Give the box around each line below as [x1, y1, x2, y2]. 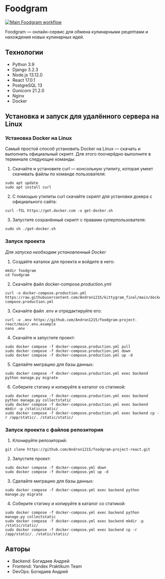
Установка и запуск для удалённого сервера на [5, 112, 160, 121]
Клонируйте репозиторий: [12, 438, 67, 444]
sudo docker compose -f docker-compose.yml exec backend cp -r [5, 527, 137, 532]
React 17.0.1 [12, 77, 35, 83]
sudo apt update [5, 181, 38, 186]
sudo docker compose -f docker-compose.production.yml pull [5, 344, 131, 349]
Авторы [5, 545, 30, 553]
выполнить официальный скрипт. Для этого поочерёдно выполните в [5, 151, 151, 157]
